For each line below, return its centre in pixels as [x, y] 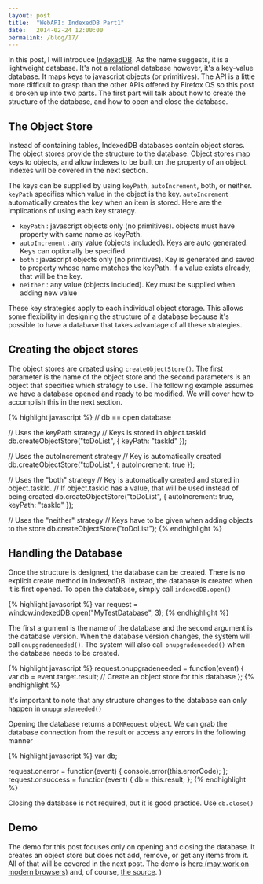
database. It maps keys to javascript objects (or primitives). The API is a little [131, 76]
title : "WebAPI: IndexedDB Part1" [66, 23]
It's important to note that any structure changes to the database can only [128, 700]
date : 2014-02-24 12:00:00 [56, 30]
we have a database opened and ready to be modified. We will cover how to [131, 394]
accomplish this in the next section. [66, 401]
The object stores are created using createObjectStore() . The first [116, 368]
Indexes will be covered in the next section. [78, 171]
